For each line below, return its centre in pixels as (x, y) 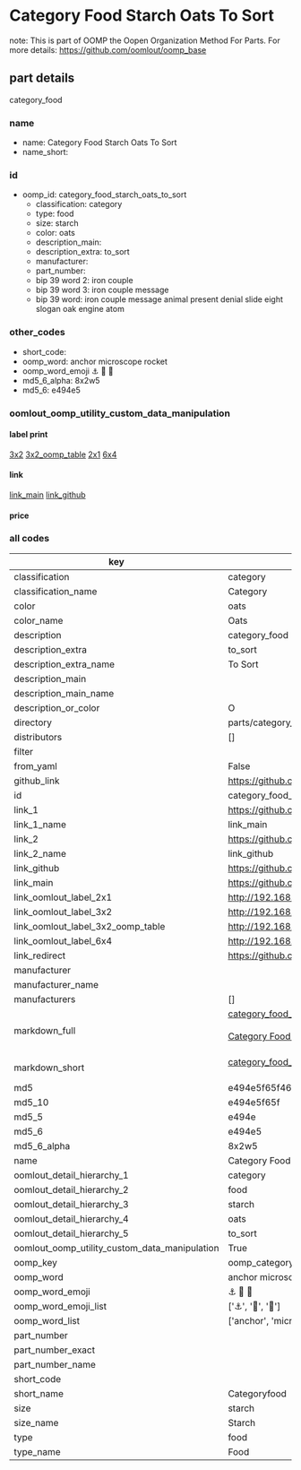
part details (42, 78)
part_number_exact (55, 1350)
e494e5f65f (254, 1102)
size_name (36, 1422)
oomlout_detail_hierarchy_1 (71, 1175)
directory (33, 722)
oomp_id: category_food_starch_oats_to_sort (104, 195)
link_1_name (40, 824)
